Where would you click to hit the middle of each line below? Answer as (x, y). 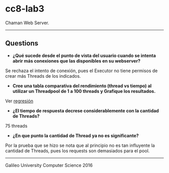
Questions (22, 43)
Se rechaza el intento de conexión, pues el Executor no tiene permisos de (81, 71)
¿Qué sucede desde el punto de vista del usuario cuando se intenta (84, 55)
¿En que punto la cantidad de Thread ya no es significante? (76, 135)
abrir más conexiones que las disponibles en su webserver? (76, 61)
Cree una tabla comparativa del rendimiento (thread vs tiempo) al (82, 86)
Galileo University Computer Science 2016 (49, 165)
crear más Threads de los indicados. (43, 76)
